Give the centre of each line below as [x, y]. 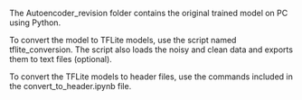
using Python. [35, 23]
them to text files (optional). [61, 59]
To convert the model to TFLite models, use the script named [123, 40]
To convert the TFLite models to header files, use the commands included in [151, 77]
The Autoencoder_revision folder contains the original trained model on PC [149, 13]
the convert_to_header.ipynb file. [71, 86]
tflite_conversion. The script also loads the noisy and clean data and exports [151, 50]
